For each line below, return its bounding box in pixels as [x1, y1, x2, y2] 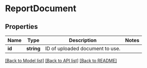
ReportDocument [5, 3, 77, 14]
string [26, 45, 41, 52]
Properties [5, 23, 38, 31]
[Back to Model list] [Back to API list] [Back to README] [5, 58, 117, 64]
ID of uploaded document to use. [45, 45, 121, 52]
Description [69, 37, 97, 44]
